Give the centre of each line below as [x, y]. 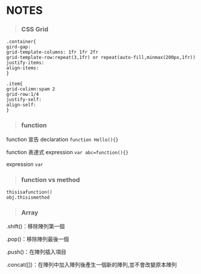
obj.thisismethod [28, 198]
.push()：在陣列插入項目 [36, 252]
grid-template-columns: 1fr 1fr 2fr [52, 52]
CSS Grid [34, 30]
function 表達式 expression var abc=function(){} [67, 152]
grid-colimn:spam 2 [31, 89]
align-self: [21, 105]
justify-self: [24, 100]
